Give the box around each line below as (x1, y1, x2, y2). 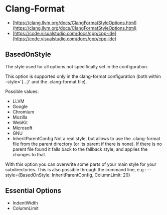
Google (12, 103, 28, 110)
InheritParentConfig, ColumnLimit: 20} (52, 172, 130, 178)
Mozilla (12, 114, 28, 120)
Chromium (12, 109, 34, 115)
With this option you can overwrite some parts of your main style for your (5, 161, 156, 167)
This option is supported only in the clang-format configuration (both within (5, 73, 161, 79)
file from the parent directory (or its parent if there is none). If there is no (12, 141, 162, 147)
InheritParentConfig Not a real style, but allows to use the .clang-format (12, 135, 160, 141)
